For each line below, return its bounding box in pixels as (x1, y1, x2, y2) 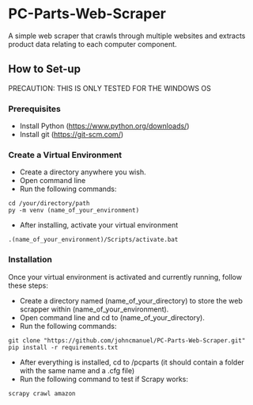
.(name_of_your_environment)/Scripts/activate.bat (8, 235, 179, 244)
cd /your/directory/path (8, 200, 90, 208)
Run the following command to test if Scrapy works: (19, 374, 188, 384)
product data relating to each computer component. (8, 39, 177, 48)
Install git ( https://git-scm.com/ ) (19, 130, 124, 139)
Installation (8, 254, 53, 266)
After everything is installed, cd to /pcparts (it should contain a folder (19, 357, 245, 367)
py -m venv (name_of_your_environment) (8, 207, 140, 215)
